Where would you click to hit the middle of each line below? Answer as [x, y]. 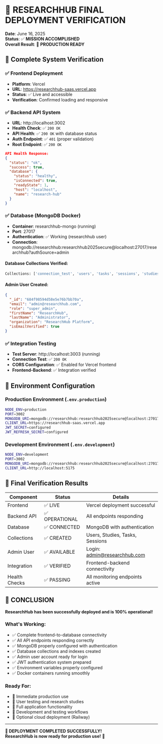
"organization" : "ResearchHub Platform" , [52, 322]
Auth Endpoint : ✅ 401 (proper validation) [53, 139]
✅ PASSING [57, 579]
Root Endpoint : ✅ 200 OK [37, 144]
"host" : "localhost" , [35, 190]
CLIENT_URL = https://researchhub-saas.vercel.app [55, 423]
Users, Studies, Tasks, [111, 535]
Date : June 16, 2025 [25, 33]
